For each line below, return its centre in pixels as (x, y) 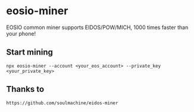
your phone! (21, 33)
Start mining (30, 52)
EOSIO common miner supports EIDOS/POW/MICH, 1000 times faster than (97, 27)
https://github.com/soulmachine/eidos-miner (62, 103)
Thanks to (25, 89)
